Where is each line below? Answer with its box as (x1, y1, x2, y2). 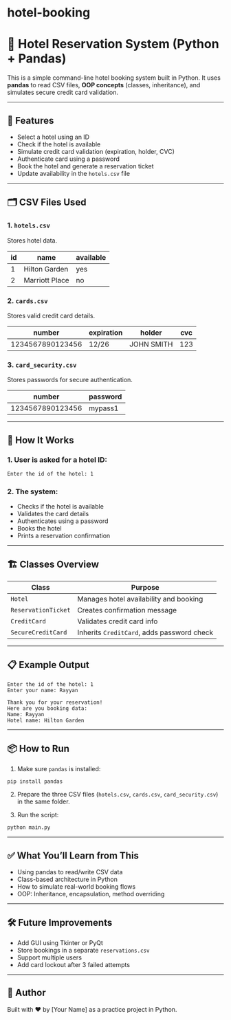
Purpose (131, 582, 159, 592)
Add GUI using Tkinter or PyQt (16, 938, 103, 946)
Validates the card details (16, 510, 89, 518)
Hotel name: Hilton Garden (7, 717, 85, 724)
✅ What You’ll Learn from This (7, 850, 140, 861)
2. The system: (7, 487, 58, 496)
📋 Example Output (7, 659, 89, 671)
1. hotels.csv (7, 221, 50, 230)
